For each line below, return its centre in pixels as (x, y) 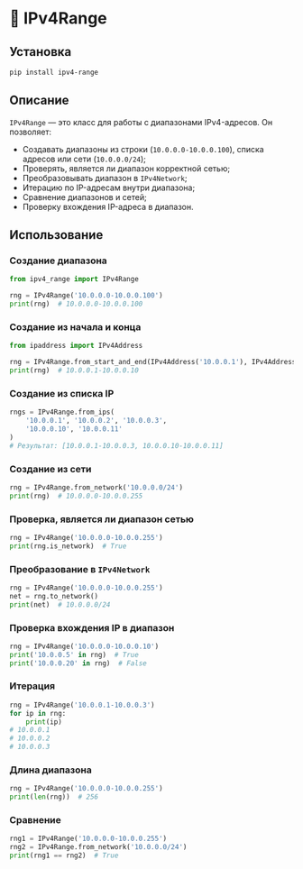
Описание (39, 101)
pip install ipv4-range (54, 72)
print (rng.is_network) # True (68, 546)
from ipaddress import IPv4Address (76, 346)
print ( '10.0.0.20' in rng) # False (78, 663)
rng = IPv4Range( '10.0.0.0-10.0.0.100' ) (87, 296)
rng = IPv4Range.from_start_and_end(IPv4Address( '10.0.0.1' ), (129, 362)
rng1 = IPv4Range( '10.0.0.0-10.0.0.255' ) (88, 839)
